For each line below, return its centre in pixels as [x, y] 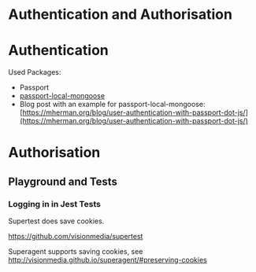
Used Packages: [35, 72]
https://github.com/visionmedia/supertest [76, 236]
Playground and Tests [63, 181]
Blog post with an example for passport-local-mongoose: [112, 105]
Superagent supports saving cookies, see [76, 252]
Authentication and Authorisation [120, 15]
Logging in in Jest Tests [54, 204]
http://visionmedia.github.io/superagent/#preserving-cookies [108, 260]
